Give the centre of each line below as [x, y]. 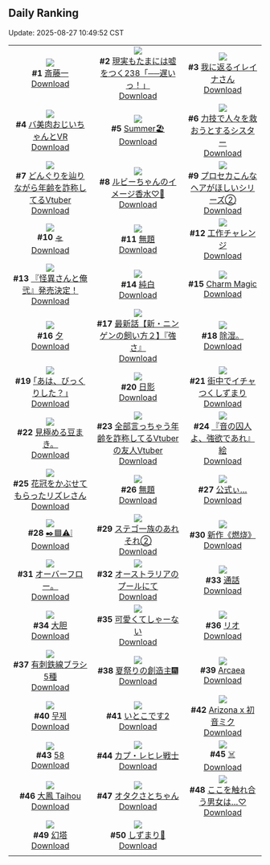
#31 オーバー [42, 574]
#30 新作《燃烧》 [223, 534]
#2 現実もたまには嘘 [138, 61]
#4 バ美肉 [34, 124]
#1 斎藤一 [50, 73]
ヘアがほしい [215, 187]
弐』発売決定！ [50, 290]
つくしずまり [223, 393]
